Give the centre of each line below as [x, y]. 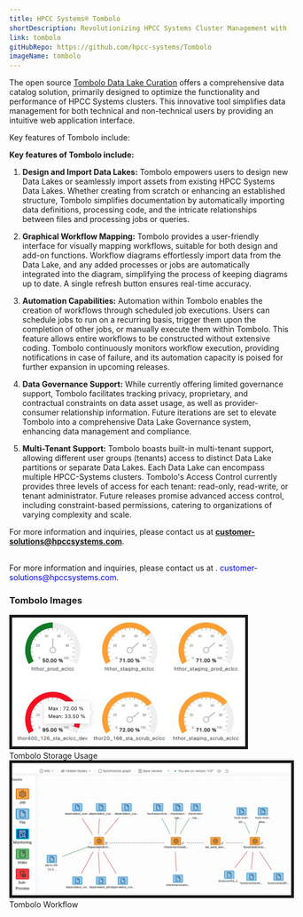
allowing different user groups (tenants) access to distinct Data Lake [147, 458]
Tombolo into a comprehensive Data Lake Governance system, [136, 422]
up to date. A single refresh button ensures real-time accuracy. [137, 283]
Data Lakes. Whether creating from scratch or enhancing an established [153, 191]
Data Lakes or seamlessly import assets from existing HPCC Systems [148, 181]
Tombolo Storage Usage [54, 756]
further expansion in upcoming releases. [96, 367]
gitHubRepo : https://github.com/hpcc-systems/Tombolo [111, 47]
